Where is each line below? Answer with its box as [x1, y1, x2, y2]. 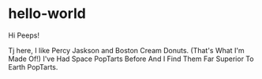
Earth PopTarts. [8, 62, 58, 71]
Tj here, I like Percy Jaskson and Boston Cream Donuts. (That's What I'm [8, 45, 245, 55]
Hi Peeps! [8, 31, 39, 40]
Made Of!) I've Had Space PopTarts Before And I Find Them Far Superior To [8, 54, 254, 63]
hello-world [8, 5, 87, 23]
